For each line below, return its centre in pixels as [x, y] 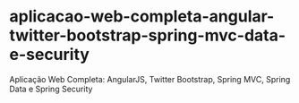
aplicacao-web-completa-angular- [142, 17]
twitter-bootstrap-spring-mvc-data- [148, 35]
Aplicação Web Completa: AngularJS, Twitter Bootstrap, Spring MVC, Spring [150, 79]
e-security [49, 55]
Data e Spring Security [51, 89]
